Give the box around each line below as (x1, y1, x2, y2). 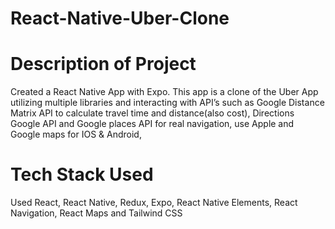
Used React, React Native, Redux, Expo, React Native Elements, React (10, 197, 298, 209)
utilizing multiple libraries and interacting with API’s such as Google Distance (10, 97, 325, 109)
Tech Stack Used (10, 163, 154, 186)
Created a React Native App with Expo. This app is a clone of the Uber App (10, 86, 319, 98)
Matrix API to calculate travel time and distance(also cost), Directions (10, 107, 295, 119)
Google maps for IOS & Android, (10, 128, 142, 141)
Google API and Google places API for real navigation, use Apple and (10, 118, 295, 130)
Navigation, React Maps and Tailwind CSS (10, 207, 183, 219)
